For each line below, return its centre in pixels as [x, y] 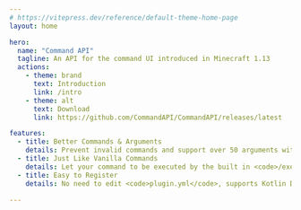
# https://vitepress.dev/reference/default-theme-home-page [124, 17]
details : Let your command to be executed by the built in [138, 167]
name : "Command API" [56, 50]
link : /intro [57, 92]
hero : [19, 42]
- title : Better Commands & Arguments [90, 142]
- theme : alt [50, 101]
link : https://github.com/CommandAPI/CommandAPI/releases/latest [157, 118]
